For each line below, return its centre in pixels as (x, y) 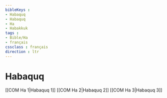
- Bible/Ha (17, 38)
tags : (12, 33)
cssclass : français (27, 47)
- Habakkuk (17, 28)
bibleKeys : (18, 10)
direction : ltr (22, 51)
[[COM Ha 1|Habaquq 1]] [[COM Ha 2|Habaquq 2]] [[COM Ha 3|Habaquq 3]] (84, 90)
